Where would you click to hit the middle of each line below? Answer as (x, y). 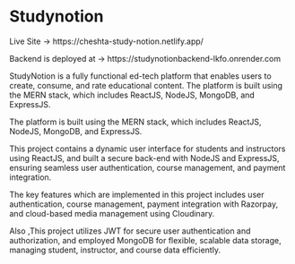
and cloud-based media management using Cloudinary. (112, 213)
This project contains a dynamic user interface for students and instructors (147, 149)
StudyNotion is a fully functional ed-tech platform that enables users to (140, 76)
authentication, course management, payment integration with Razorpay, (144, 204)
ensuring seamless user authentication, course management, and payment (147, 167)
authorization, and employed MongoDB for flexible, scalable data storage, (145, 240)
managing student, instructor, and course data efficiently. (115, 250)
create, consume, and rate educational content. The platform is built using (146, 85)
